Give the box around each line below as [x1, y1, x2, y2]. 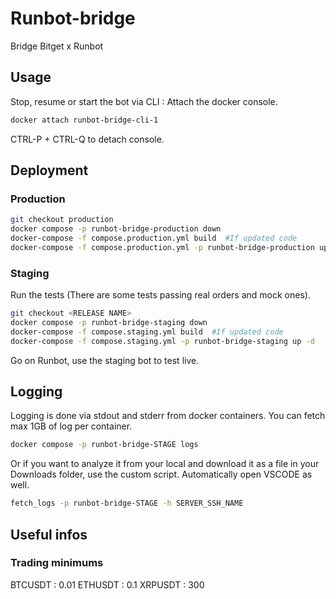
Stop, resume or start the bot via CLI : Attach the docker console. [10, 95, 278, 107]
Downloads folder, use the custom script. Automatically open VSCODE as [10, 468, 313, 481]
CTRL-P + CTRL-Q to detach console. [10, 133, 165, 145]
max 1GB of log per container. [10, 420, 133, 432]
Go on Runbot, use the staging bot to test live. [10, 354, 200, 366]
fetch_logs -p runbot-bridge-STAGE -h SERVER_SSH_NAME [10, 498, 244, 509]
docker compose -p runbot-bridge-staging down [10, 317, 208, 327]
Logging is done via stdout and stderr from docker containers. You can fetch [10, 410, 326, 422]
